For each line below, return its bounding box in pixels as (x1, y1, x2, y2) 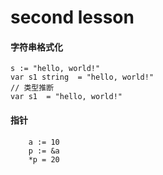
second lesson (10, 6, 135, 29)
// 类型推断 (10, 83, 55, 93)
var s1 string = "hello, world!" (10, 72, 155, 83)
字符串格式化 (10, 41, 63, 53)
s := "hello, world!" (10, 64, 101, 74)
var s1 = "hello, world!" (10, 92, 123, 102)
